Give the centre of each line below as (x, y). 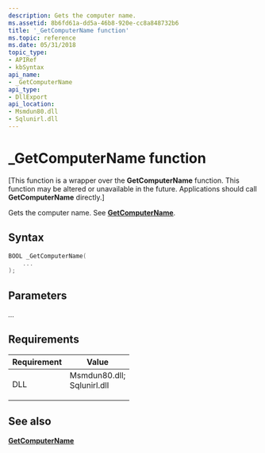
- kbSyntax (26, 68)
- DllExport (28, 97)
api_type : (25, 89)
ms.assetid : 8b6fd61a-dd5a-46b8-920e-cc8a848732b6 (94, 23)
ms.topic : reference (42, 38)
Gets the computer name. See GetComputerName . (92, 212)
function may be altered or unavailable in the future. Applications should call (133, 188)
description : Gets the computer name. (72, 15)
